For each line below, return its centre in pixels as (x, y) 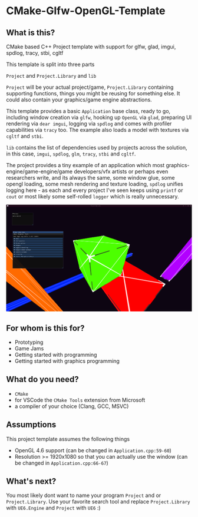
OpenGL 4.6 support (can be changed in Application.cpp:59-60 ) (93, 450)
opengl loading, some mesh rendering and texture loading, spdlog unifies (95, 184)
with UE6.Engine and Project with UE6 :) (54, 508)
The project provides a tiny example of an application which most (85, 165)
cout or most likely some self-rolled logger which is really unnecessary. (93, 196)
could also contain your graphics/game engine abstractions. (79, 100)
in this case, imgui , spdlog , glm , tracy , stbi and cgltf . (71, 154)
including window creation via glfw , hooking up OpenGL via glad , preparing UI (99, 117)
